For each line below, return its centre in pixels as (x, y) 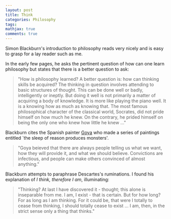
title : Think (19, 15)
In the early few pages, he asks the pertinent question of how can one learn (85, 64)
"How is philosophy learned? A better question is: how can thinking (88, 79)
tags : (11, 24)
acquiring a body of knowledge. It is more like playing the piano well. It (92, 101)
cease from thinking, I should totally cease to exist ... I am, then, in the (91, 206)
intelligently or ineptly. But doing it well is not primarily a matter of (87, 95)
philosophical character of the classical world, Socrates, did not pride (91, 112)
